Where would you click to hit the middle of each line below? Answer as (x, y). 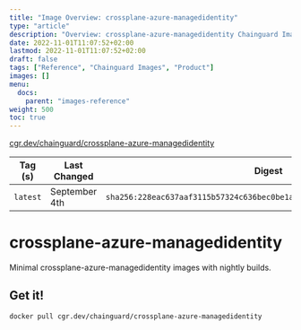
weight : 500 (31, 109)
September (74, 192)
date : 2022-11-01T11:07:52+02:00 (72, 43)
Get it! (27, 295)
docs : (28, 92)
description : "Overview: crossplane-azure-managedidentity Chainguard (144, 34)
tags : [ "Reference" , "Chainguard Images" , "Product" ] (112, 68)
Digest (268, 171)
